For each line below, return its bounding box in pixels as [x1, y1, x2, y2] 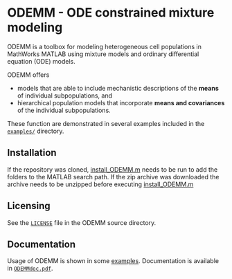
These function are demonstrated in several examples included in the [7, 119, 205, 127]
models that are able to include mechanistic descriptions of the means [17, 84, 220, 92]
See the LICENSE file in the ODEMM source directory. [7, 218, 157, 226]
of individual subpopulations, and [17, 91, 113, 100]
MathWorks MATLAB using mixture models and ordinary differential [7, 50, 199, 58]
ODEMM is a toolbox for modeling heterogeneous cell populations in [7, 42, 202, 51]
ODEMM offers [7, 71, 50, 79]
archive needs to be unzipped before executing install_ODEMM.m [7, 180, 194, 188]
